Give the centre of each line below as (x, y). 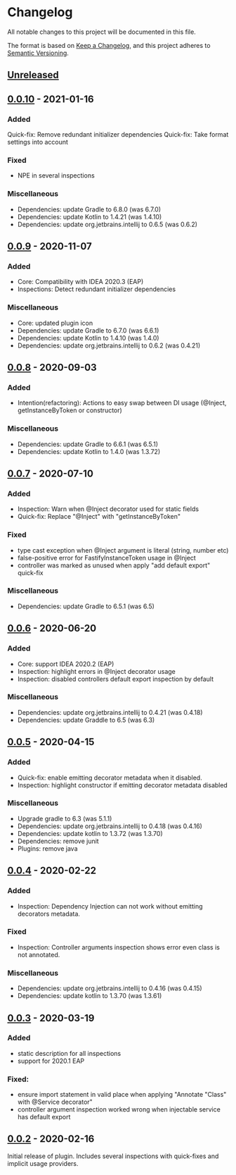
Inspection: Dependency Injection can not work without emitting (110, 906)
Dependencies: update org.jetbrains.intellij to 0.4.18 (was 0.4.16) (110, 826)
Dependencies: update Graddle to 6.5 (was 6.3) (86, 720)
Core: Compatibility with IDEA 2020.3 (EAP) (80, 282)
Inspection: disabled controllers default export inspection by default (116, 679)
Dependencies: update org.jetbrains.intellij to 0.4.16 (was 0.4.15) (110, 988)
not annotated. (39, 954)
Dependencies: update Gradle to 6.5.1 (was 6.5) (86, 606)
